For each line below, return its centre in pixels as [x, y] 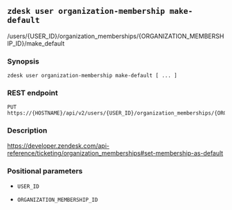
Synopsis [23, 61]
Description [27, 131]
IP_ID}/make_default [36, 43]
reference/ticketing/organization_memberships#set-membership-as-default [115, 153]
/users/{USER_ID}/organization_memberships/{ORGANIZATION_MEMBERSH [116, 36]
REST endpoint [33, 93]
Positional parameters [45, 171]
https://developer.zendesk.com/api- [58, 146]
